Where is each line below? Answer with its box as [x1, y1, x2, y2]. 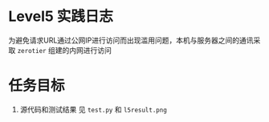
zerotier [17, 47, 47, 55]
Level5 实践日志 [8, 7, 114, 26]
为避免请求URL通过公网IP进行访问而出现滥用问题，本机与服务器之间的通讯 [8, 35, 255, 45]
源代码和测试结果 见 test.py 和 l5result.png [19, 104, 167, 114]
